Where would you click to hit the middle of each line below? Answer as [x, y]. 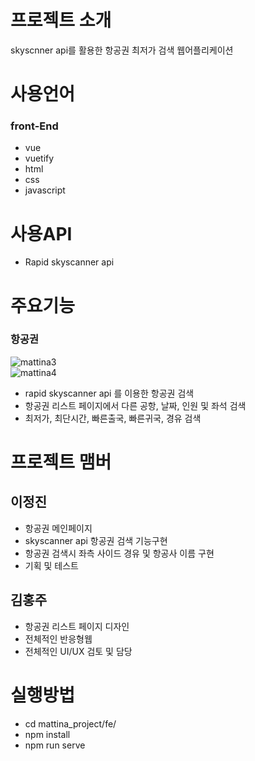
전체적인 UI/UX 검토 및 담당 [78, 651]
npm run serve [55, 745]
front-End [34, 126]
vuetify [39, 158]
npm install [47, 734]
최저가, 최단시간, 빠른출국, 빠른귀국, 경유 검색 [113, 418]
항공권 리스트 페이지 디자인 [77, 626]
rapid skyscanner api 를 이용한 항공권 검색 [109, 393]
